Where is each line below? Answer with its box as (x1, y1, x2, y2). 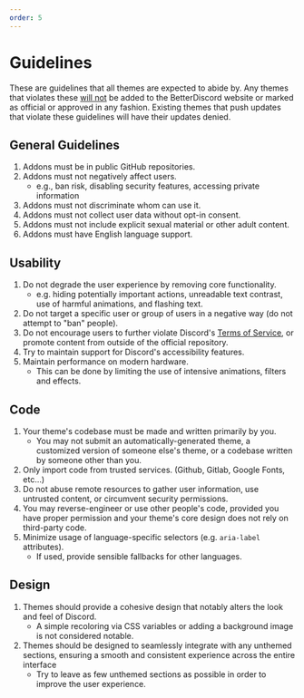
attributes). (22, 541, 64, 552)
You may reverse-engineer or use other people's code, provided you (22, 503, 279, 513)
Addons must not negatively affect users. (22, 171, 177, 182)
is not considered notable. (35, 630, 134, 641)
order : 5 (9, 13, 43, 23)
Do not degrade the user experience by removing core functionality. (22, 279, 277, 290)
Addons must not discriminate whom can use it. (22, 200, 201, 211)
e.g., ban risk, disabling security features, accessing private (35, 180, 260, 191)
